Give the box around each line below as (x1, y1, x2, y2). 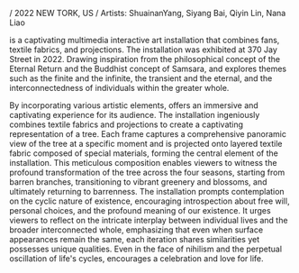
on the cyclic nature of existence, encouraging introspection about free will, (9, 196, 290, 206)
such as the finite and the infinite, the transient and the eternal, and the (9, 73, 273, 84)
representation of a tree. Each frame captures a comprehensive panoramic (9, 129, 286, 139)
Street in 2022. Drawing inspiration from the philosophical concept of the (9, 54, 281, 64)
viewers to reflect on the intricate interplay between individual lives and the (9, 215, 288, 225)
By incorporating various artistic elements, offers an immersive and (9, 100, 258, 111)
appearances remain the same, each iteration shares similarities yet (9, 234, 260, 244)
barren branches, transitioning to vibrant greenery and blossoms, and (9, 177, 267, 187)
